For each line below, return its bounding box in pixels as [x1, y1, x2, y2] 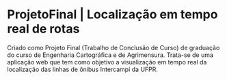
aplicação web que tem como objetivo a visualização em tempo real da [7, 58, 207, 66]
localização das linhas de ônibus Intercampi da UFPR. [7, 65, 159, 73]
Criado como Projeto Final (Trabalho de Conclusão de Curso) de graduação [7, 43, 220, 52]
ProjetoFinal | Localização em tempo [7, 7, 218, 22]
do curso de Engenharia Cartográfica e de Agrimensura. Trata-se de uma [7, 51, 214, 59]
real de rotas [7, 21, 80, 37]
